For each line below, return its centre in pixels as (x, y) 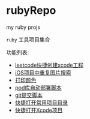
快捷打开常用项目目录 (41, 102)
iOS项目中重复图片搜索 (43, 72)
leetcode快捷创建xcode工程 (49, 65)
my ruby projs (23, 27)
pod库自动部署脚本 (38, 87)
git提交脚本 (29, 95)
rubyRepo (31, 11)
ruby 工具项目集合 (28, 39)
